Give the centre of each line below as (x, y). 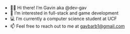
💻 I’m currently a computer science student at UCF (63, 18)
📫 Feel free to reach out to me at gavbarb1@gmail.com (67, 26)
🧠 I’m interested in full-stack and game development (64, 13)
